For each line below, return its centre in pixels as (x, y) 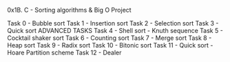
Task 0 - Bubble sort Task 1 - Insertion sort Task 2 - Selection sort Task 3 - (113, 23)
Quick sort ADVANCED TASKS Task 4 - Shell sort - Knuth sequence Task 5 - (115, 31)
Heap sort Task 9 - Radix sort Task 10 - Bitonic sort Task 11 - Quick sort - (110, 45)
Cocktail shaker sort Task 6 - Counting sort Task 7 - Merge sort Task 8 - (109, 38)
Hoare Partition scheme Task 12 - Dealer (64, 52)
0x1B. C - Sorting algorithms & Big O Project (70, 10)
